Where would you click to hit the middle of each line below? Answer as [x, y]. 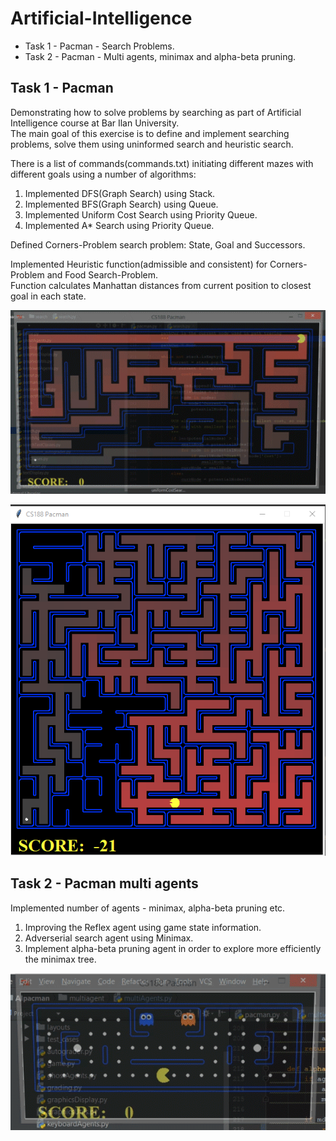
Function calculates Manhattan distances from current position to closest [161, 285]
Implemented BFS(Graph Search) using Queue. [121, 204]
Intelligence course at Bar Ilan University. [95, 123]
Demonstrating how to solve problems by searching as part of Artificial [156, 112]
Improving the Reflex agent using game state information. [143, 927]
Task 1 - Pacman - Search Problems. [99, 46]
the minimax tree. [60, 959]
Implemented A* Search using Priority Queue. [119, 225]
